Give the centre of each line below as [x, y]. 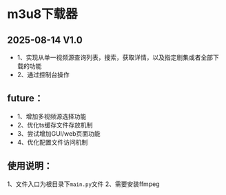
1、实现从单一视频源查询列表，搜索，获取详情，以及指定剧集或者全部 [115, 57]
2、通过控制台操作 [43, 74]
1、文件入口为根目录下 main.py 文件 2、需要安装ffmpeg [83, 184]
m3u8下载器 [42, 14]
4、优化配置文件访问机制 [52, 142]
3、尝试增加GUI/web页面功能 [59, 133]
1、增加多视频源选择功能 [52, 116]
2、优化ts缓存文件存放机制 [55, 125]
